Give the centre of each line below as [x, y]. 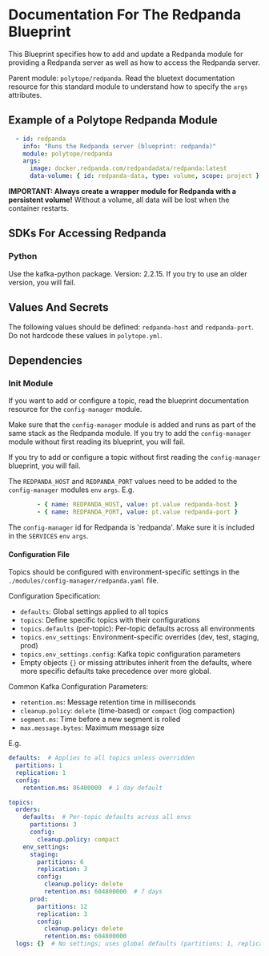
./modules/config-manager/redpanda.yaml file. [84, 581]
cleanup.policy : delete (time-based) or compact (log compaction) [127, 711]
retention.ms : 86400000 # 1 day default [92, 788]
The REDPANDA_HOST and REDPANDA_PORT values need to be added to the [123, 482]
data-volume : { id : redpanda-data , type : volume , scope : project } [145, 176]
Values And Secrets [59, 307]
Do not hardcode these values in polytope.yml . [85, 335]
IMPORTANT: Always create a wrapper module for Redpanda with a [122, 191]
